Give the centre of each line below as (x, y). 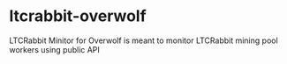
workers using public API (54, 49)
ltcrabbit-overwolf (78, 16)
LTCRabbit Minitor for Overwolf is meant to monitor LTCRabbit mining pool (143, 40)
